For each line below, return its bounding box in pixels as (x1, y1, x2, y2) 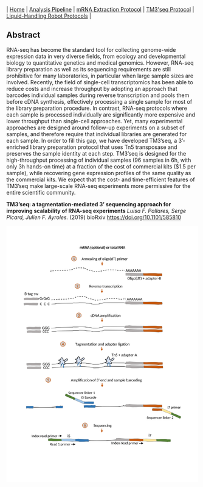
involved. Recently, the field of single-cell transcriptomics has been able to (6, 78, 193, 85)
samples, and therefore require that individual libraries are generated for (6, 130, 187, 137)
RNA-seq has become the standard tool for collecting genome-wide (6, 46, 176, 53)
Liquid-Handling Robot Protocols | (6, 12, 91, 20)
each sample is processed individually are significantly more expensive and (6, 110, 196, 118)
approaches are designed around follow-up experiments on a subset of (6, 124, 185, 131)
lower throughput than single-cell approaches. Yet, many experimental (6, 117, 183, 124)
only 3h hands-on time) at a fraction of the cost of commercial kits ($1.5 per (6, 162, 196, 170)
